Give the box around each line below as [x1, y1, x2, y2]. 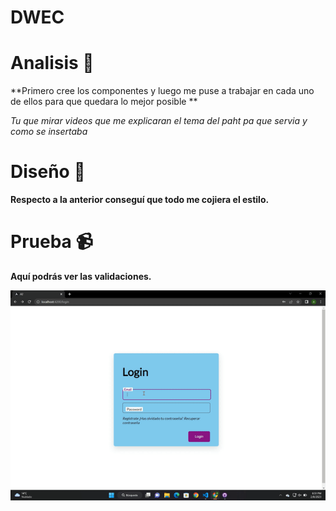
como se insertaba [10, 126, 88, 138]
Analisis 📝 [10, 52, 95, 75]
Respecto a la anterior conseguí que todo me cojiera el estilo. [10, 194, 270, 206]
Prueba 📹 [10, 231, 94, 253]
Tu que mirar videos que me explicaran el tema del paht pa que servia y [10, 115, 308, 127]
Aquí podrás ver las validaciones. [10, 271, 152, 282]
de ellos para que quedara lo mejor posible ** [10, 96, 198, 108]
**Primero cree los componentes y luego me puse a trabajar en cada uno [10, 85, 315, 97]
